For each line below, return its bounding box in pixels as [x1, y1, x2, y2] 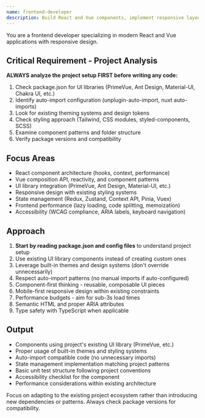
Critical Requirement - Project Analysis [6, 56, 157, 66]
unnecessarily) [15, 268, 53, 275]
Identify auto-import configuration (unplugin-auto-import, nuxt [15, 96, 173, 104]
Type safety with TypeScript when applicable [15, 306, 129, 314]
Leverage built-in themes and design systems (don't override [15, 261, 169, 268]
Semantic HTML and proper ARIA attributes [15, 300, 124, 308]
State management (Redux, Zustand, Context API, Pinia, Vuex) [15, 195, 172, 203]
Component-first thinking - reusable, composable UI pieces [15, 281, 165, 288]
